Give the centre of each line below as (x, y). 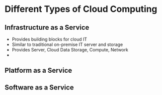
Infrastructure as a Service (47, 27)
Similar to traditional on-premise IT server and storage (67, 45)
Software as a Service (39, 87)
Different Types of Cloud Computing (81, 9)
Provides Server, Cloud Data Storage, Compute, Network (70, 50)
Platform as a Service (39, 71)
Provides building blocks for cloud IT (49, 39)
